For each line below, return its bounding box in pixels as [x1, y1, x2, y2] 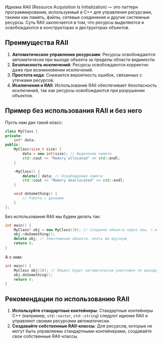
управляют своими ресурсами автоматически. [12, 318, 111, 324]
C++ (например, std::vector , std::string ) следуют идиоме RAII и [12, 313, 148, 319]
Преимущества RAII [5, 39, 69, 47]
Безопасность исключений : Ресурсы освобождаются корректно [12, 61, 149, 67]
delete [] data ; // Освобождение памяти [22, 174, 103, 179]
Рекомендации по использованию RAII [5, 295, 130, 303]
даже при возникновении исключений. [12, 67, 93, 73]
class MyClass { [5, 129, 38, 134]
